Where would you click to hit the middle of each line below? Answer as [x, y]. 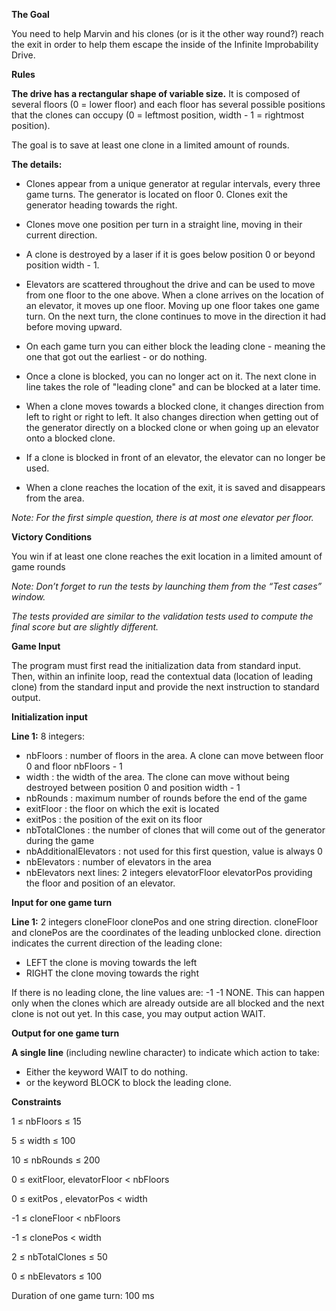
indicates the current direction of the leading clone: [117, 943]
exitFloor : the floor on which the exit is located [122, 808]
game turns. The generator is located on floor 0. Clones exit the [156, 194]
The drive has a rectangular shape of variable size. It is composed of [156, 93]
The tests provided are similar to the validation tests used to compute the [162, 616]
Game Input [36, 646]
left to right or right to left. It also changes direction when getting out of [172, 417]
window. [28, 597]
